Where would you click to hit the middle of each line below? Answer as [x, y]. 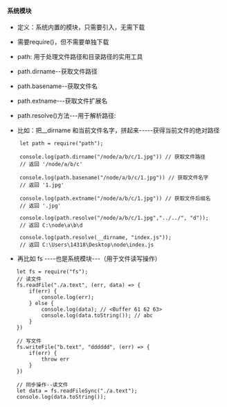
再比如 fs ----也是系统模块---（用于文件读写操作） [89, 259]
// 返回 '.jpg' [40, 206]
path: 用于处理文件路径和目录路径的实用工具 [80, 57]
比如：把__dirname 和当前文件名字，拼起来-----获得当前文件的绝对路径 [118, 130]
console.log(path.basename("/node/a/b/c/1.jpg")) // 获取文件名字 [114, 178]
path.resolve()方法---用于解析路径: [66, 116]
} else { [41, 304]
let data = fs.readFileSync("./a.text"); [77, 391]
